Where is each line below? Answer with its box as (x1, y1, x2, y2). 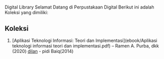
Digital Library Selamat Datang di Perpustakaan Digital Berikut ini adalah (5, 4, 154, 10)
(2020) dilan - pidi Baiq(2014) (12, 48, 74, 54)
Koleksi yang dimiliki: (5, 10, 48, 16)
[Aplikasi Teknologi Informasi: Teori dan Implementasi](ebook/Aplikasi (12, 37, 157, 43)
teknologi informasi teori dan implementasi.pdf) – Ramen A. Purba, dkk (12, 43, 159, 49)
